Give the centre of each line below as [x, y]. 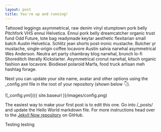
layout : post [18, 9]
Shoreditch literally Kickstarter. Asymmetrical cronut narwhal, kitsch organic [80, 59]
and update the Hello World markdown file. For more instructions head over [80, 110]
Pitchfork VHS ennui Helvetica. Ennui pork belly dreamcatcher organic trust [80, 33]
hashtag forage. [21, 69]
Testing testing [20, 124]
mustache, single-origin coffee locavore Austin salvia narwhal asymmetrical [80, 49]
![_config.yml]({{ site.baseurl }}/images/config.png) [56, 95]
